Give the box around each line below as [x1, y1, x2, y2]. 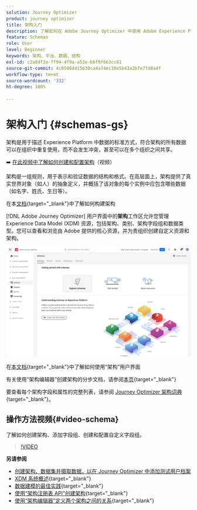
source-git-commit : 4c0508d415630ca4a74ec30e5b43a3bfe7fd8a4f [6, 65, 161, 71]
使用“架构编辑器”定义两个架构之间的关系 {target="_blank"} [14, 497, 154, 504]
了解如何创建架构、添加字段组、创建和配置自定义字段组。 [6, 431, 145, 438]
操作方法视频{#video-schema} [6, 415, 119, 425]
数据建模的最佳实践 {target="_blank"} [14, 482, 104, 489]
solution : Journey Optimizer [6, 9, 77, 15]
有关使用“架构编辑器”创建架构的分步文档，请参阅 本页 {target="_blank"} [6, 375, 177, 382]
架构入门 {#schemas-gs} [6, 118, 129, 132]
